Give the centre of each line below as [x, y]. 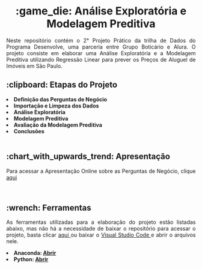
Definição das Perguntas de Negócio [60, 99]
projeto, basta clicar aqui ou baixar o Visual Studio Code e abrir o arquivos [101, 235]
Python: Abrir [31, 259]
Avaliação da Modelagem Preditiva [58, 125]
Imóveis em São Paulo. [35, 66]
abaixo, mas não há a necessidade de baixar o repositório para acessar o [101, 229]
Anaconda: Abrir [35, 253]
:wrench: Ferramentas [49, 207]
